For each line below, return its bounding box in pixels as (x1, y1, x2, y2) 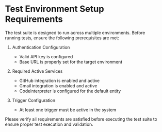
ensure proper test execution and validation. (5, 121, 94, 127)
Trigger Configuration (12, 97, 56, 103)
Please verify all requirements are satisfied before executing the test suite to (5, 116, 158, 122)
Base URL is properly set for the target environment (19, 59, 123, 65)
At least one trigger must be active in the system (19, 107, 116, 113)
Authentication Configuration (12, 44, 70, 50)
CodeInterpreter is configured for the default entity (19, 88, 121, 94)
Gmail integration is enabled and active (19, 82, 97, 88)
